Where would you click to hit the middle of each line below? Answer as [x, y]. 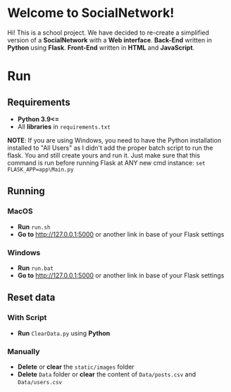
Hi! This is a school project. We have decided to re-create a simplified [108, 32]
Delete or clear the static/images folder [76, 367]
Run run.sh [34, 227]
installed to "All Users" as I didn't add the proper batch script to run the [110, 148]
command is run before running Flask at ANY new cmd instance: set [106, 162]
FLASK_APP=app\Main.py [40, 170]
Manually [24, 351]
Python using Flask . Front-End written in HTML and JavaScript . [101, 47]
